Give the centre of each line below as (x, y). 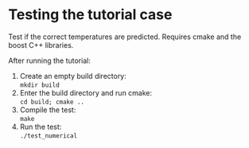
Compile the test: (48, 110)
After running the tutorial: (50, 60)
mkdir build (39, 85)
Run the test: (41, 127)
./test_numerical (49, 136)
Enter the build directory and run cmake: (86, 92)
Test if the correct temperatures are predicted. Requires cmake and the (125, 37)
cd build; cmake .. (52, 102)
